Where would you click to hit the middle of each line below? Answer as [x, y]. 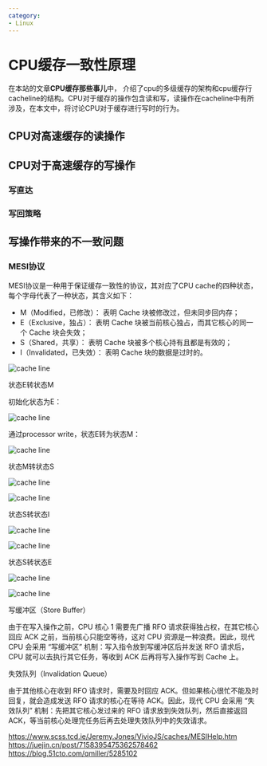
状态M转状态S [31, 466]
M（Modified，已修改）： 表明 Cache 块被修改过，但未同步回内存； [130, 312]
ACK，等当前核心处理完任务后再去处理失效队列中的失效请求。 [110, 720]
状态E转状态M [31, 384]
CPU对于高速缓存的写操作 [72, 165]
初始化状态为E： [35, 401]
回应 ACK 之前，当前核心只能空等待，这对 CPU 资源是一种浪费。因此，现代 [132, 636]
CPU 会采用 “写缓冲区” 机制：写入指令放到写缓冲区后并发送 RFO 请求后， [128, 646]
